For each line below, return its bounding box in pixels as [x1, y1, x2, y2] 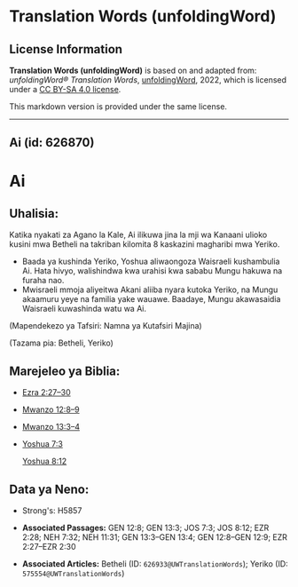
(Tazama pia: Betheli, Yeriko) [9, 337, 114, 348]
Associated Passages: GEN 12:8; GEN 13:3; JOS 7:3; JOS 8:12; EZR [21, 522, 270, 534]
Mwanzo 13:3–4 [21, 422, 80, 432]
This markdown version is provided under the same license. [9, 101, 228, 112]
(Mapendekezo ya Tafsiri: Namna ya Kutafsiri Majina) [9, 321, 202, 331]
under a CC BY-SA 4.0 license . [9, 84, 122, 94]
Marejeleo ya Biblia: [9, 363, 121, 378]
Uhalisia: [9, 206, 59, 221]
